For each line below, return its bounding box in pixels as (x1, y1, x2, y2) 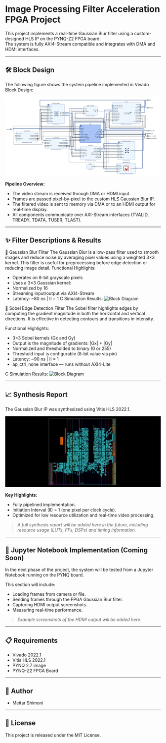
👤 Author (5, 686, 33, 695)
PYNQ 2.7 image (12, 663, 46, 669)
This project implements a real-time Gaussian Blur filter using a (5, 30, 133, 36)
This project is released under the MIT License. (5, 732, 101, 738)
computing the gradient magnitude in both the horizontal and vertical (5, 310, 145, 316)
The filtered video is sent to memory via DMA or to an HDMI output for (12, 201, 156, 207)
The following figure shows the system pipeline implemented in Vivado (5, 81, 149, 87)
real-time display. (12, 207, 48, 213)
